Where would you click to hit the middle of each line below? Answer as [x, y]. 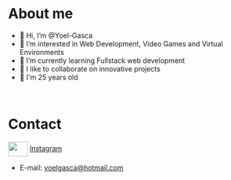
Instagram [46, 148]
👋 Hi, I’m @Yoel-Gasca [56, 35]
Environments [42, 52]
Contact [35, 125]
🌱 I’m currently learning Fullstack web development [102, 61]
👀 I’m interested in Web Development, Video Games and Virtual [121, 43]
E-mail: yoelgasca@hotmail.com [71, 167]
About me [41, 14]
